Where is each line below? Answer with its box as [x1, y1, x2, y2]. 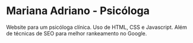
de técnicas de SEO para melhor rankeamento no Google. [6, 29, 147, 37]
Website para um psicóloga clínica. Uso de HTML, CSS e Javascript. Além [6, 24, 187, 31]
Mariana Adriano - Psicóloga [6, 4, 150, 18]
